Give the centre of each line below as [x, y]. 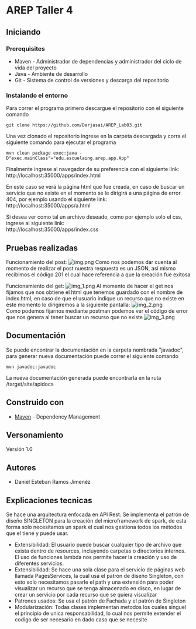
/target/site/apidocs [30, 384]
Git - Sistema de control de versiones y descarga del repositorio [92, 80]
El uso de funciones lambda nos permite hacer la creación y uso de [96, 557]
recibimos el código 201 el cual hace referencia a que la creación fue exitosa [98, 275]
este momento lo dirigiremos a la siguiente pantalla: [68, 305]
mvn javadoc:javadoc [31, 367]
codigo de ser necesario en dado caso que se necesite [81, 620]
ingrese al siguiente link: [35, 223]
